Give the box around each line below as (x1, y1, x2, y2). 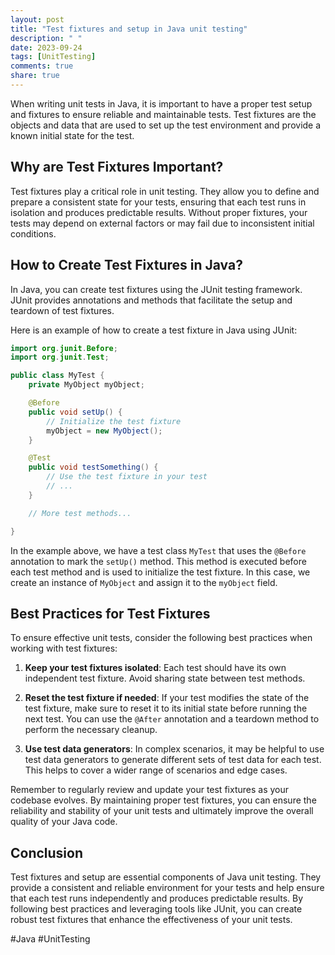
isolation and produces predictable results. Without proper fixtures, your (10, 206, 308, 218)
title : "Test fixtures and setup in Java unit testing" (10, 24, 248, 34)
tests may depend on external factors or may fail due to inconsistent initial (10, 217, 315, 229)
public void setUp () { (28, 407, 123, 417)
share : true (10, 71, 60, 81)
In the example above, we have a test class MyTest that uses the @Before (10, 544, 307, 556)
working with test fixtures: (10, 642, 118, 655)
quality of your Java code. (10, 816, 118, 828)
